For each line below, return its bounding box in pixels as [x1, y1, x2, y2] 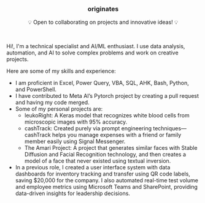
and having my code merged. [15, 99, 90, 106]
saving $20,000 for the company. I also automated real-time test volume [15, 177, 198, 184]
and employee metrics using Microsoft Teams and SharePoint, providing [15, 183, 198, 191]
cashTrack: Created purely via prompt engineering [24, 125, 152, 132]
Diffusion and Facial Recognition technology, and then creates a [24, 151, 186, 158]
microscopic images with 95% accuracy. [24, 118, 128, 126]
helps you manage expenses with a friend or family [52, 131, 182, 139]
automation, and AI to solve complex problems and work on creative [6, 49, 179, 56]
